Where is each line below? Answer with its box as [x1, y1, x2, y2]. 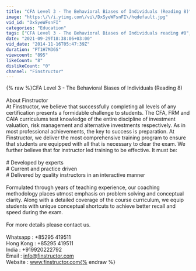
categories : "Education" [6, 25, 66, 31]
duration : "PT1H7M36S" [6, 47, 61, 53]
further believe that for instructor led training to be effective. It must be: [6, 147, 178, 154]
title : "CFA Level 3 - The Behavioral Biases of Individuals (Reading [6, 8, 181, 15]
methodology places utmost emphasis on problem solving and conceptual [6, 190, 184, 197]
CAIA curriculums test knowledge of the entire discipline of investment [6, 115, 176, 123]
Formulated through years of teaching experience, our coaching [6, 184, 160, 191]
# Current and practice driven [6, 165, 78, 173]
